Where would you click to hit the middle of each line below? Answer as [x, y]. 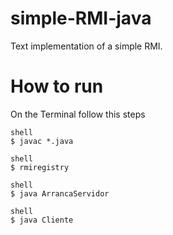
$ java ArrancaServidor [60, 193]
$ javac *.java [42, 141]
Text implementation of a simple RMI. [86, 46]
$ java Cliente [42, 220]
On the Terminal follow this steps [78, 114]
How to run [57, 86]
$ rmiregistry [40, 167]
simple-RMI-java [81, 18]
